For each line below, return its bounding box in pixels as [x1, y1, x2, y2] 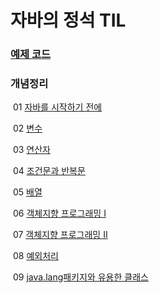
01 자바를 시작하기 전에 [12, 101, 103, 113]
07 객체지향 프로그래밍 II [12, 229, 108, 241]
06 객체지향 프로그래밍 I [12, 207, 107, 220]
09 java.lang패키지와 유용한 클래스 [12, 271, 149, 283]
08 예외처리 [12, 250, 59, 262]
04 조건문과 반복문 [12, 165, 86, 177]
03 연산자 [12, 144, 51, 156]
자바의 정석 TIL [10, 9, 127, 32]
